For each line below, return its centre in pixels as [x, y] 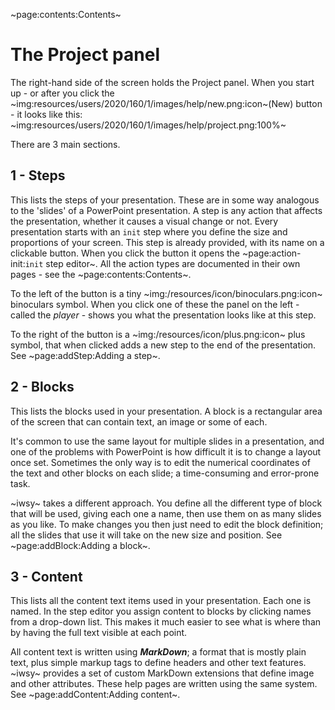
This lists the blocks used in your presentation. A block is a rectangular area [166, 411]
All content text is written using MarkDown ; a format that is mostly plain [158, 652]
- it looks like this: [46, 114]
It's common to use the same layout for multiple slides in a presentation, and [167, 441]
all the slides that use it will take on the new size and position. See [146, 535]
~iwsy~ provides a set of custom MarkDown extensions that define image [162, 673]
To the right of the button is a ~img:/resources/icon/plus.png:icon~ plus [158, 334]
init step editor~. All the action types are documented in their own [162, 263]
